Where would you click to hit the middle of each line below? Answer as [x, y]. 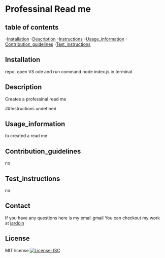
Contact [18, 206]
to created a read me [26, 136]
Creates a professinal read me [36, 99]
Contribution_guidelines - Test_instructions [48, 44]
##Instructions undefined [31, 108]
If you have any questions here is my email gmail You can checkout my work [82, 218]
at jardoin [15, 223]
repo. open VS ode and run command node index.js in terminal [68, 71]
